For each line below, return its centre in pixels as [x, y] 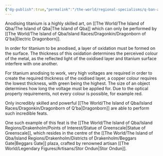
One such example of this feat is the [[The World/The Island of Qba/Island [79, 123]
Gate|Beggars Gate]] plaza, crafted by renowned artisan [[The [67, 143]
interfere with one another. [32, 63]
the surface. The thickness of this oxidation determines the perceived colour [81, 53]
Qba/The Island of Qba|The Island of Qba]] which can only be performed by [81, 28]
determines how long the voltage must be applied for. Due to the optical [77, 88]
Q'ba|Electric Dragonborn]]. [33, 39]
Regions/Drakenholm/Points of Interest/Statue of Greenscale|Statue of [75, 128]
